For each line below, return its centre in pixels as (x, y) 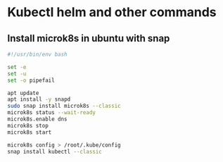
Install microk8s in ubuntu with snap (89, 38)
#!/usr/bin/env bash (38, 54)
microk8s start (30, 132)
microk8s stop (28, 125)
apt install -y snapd (39, 99)
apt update (23, 93)
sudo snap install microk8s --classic (64, 106)
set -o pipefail (31, 80)
